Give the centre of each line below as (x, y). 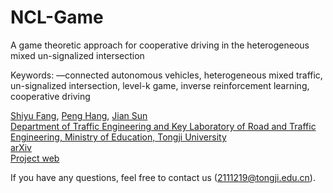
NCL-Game (57, 17)
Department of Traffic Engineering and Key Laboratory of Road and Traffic (163, 126)
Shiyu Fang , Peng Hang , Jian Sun (79, 115)
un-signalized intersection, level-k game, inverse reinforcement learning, (160, 85)
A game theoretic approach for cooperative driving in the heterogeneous (160, 45)
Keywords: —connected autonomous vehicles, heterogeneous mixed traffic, (166, 75)
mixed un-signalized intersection (77, 55)
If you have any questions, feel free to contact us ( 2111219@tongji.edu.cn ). (163, 177)
